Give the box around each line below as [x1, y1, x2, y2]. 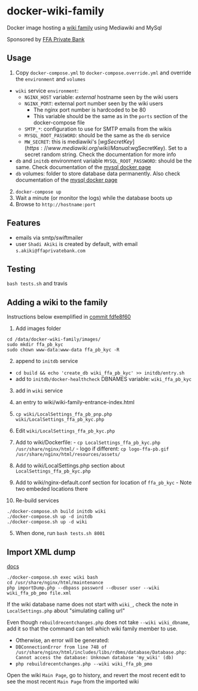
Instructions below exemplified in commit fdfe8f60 [7, 313, 131, 320]
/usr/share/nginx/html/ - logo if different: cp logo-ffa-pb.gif [15, 445, 169, 452]
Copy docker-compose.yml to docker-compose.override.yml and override [15, 69, 191, 76]
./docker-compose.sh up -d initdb [7, 514, 93, 520]
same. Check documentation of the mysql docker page [15, 163, 151, 170]
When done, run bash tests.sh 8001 [15, 530, 105, 537]
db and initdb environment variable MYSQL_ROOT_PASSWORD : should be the [15, 157, 192, 164]
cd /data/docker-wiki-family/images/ [7, 337, 101, 343]
